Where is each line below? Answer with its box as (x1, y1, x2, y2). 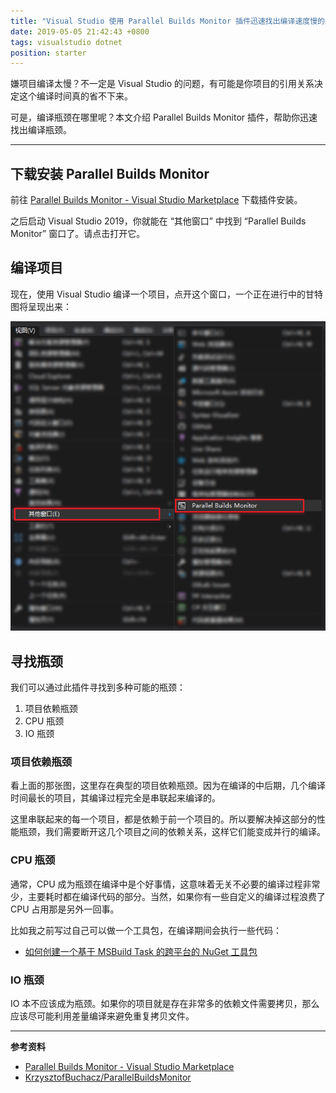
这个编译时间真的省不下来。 (18, 90, 133, 102)
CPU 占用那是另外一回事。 (10, 903, 120, 915)
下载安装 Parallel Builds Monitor (10, 165, 210, 182)
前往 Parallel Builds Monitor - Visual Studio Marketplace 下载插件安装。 (10, 194, 303, 206)
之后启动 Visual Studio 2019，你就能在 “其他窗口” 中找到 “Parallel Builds (10, 215, 307, 227)
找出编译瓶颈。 (10, 124, 72, 136)
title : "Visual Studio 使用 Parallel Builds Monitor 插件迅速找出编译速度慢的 (10, 16, 325, 26)
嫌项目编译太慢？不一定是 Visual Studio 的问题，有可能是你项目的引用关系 (10, 78, 315, 90)
